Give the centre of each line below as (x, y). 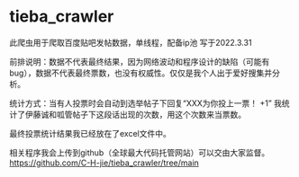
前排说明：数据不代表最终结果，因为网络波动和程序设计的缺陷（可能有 (140, 61)
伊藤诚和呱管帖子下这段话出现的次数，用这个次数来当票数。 (135, 114)
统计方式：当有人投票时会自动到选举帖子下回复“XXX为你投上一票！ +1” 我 (145, 103)
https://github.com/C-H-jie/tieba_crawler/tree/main (104, 163)
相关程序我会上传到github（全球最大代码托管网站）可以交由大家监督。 (140, 152)
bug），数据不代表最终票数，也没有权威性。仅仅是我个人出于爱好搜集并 (141, 73)
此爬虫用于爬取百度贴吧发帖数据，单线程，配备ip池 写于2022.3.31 (131, 42)
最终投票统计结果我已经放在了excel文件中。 (90, 133)
